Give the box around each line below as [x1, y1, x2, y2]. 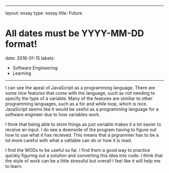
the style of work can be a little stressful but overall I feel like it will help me [5, 157, 161, 164]
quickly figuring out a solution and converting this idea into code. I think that [5, 152, 163, 158]
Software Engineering [12, 65, 58, 71]
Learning [12, 70, 31, 76]
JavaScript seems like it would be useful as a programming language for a [5, 106, 159, 112]
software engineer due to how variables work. [5, 111, 101, 118]
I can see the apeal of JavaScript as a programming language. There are [5, 84, 155, 91]
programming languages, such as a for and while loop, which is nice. [5, 100, 147, 106]
